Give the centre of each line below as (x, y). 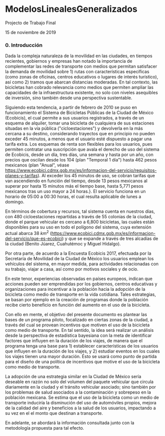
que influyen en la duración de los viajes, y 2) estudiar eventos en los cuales (82, 351)
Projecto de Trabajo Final (31, 23)
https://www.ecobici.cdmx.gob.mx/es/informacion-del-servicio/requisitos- (81, 170)
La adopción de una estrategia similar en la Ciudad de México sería (73, 376)
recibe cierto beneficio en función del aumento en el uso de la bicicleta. (78, 305)
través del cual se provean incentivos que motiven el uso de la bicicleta (77, 325)
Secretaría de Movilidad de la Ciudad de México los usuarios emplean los (80, 258)
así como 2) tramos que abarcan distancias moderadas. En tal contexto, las (82, 82)
